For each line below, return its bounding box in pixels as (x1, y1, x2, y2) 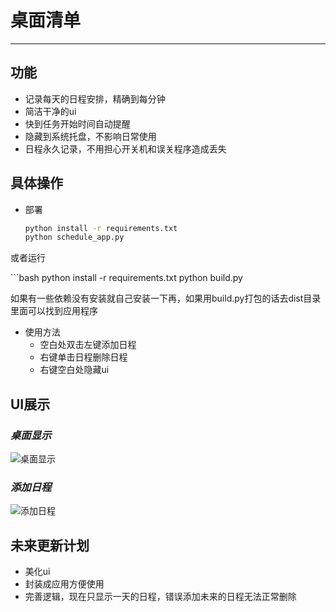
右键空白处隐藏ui (39, 364, 110, 376)
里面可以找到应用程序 (10, 305, 98, 317)
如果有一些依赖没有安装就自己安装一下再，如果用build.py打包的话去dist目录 (10, 292, 322, 305)
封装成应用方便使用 (24, 578, 105, 590)
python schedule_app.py (24, 232, 125, 243)
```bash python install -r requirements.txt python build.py (10, 272, 243, 284)
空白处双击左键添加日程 (39, 339, 137, 351)
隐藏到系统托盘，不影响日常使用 (24, 130, 157, 142)
